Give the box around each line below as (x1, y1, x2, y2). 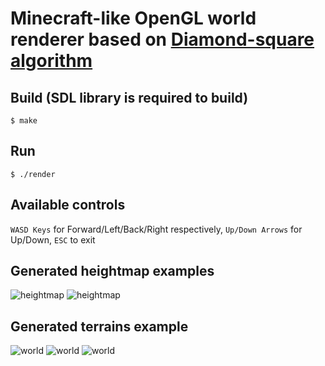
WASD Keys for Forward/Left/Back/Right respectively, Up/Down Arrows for (10, 223, 303, 235)
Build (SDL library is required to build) (10, 89, 249, 106)
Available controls (10, 197, 126, 214)
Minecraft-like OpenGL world (10, 7, 257, 30)
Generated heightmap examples (10, 263, 215, 280)
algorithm (10, 50, 93, 72)
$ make (10, 116, 38, 126)
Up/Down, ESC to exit (10, 233, 96, 246)
